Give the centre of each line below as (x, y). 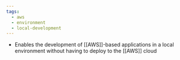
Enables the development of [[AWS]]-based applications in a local (94, 45)
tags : (13, 11)
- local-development (36, 28)
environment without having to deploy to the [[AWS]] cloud (86, 51)
